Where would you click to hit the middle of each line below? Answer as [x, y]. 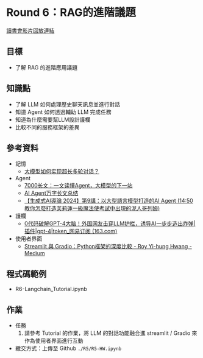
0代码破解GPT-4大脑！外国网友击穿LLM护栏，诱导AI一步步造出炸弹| [110, 223]
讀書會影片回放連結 [30, 30]
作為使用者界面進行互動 [54, 341]
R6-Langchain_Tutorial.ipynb [51, 289]
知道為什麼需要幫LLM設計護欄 [53, 119]
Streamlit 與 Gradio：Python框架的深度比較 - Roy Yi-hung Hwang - [108, 247]
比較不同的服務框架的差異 [47, 127]
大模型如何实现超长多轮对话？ [62, 172]
